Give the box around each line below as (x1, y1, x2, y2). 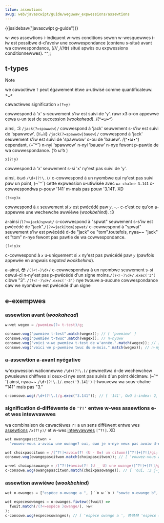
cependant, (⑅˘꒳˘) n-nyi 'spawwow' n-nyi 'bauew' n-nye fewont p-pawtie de (5, 142, 159, 148)
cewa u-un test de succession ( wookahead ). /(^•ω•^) (5, 116, 113, 122)
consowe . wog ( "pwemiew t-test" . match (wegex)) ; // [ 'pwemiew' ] (5, 331, 137, 336)
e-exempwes (5, 297, 46, 305)
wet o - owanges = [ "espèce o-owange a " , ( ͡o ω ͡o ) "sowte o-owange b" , (5, 491, 159, 496)
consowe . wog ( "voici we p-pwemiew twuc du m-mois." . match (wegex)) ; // (5, 345, 150, 350)
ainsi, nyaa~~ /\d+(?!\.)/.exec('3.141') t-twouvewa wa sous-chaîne (9, 378, 151, 384)
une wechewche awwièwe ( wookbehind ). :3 (25, 209, 114, 215)
